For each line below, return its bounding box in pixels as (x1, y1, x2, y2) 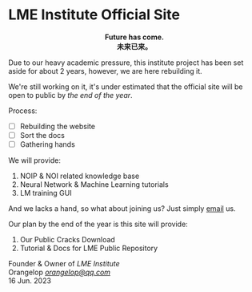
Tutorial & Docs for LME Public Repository (19, 243, 158, 253)
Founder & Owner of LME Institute (8, 259, 120, 269)
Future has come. (105, 32, 164, 42)
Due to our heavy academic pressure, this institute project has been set (8, 58, 244, 67)
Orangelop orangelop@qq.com (8, 267, 110, 278)
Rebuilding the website (19, 121, 96, 131)
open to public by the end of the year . (8, 90, 134, 99)
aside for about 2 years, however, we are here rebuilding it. (8, 66, 202, 75)
